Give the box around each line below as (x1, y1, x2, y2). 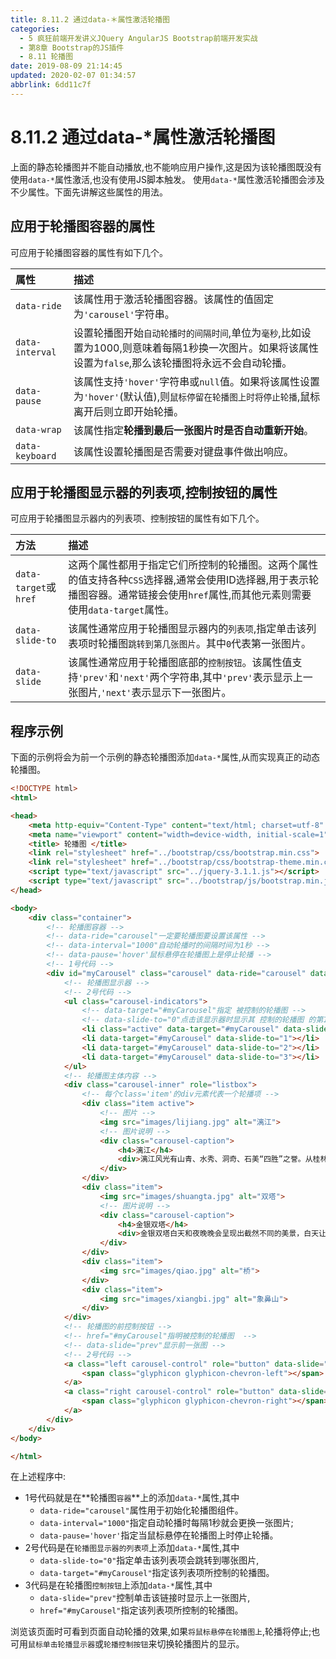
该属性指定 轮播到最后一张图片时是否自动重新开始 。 (73, 423, 314, 437)
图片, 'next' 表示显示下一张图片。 (78, 686, 232, 700)
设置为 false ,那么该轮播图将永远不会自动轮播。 (73, 356, 293, 370)
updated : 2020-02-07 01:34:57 (10, 71, 137, 81)
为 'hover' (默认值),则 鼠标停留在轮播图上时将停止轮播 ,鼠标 (73, 389, 321, 403)
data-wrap (15, 424, 62, 435)
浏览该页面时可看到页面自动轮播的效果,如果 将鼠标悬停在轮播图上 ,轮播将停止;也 (10, 1626, 321, 1638)
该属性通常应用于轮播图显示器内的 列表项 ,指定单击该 (68, 622, 307, 636)
